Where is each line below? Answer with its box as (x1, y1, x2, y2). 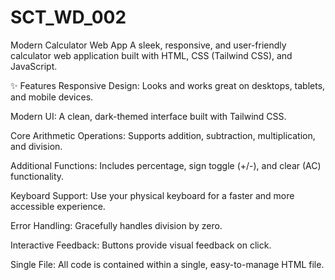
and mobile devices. (10, 91, 94, 103)
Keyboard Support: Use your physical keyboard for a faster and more (10, 189, 295, 201)
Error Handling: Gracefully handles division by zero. (10, 219, 223, 231)
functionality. (10, 170, 65, 182)
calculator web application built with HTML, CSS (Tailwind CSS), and (10, 49, 293, 61)
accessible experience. (10, 200, 106, 212)
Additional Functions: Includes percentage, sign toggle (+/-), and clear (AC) (10, 159, 322, 171)
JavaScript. (10, 60, 58, 72)
